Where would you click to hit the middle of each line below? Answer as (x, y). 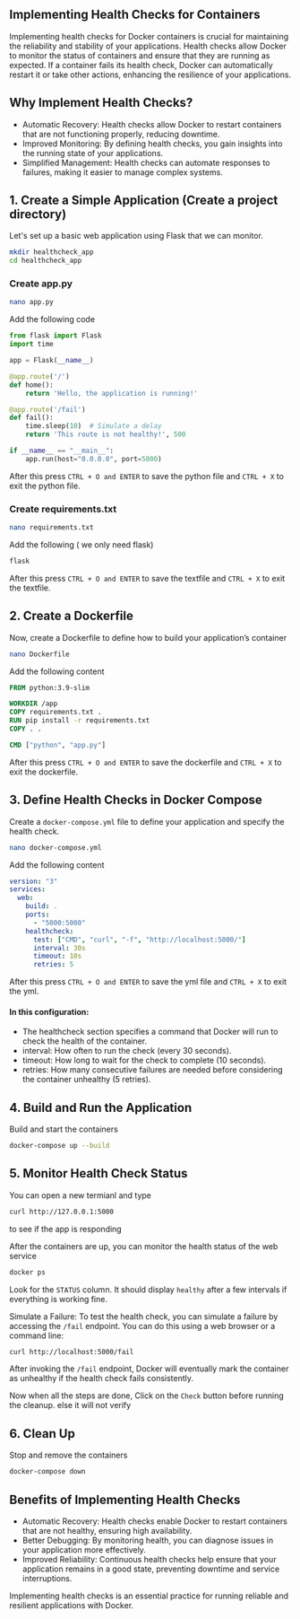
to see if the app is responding (66, 1229)
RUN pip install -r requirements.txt (80, 721)
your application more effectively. (84, 1549)
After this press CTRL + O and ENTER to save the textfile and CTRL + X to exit (147, 578)
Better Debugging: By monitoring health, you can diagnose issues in (148, 1540)
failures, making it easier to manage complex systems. (123, 172)
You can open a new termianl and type (81, 1195)
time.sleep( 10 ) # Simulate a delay (94, 426)
